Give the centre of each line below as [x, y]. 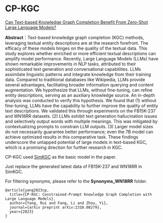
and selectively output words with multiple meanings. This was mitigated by [81, 121]
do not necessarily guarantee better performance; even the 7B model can [79, 132]
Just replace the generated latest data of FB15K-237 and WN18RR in [74, 166]
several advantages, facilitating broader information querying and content [80, 84]
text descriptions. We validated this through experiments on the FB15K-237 [80, 111]
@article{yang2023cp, [27, 190]
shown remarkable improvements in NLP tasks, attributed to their [70, 64]
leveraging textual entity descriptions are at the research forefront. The [77, 43]
